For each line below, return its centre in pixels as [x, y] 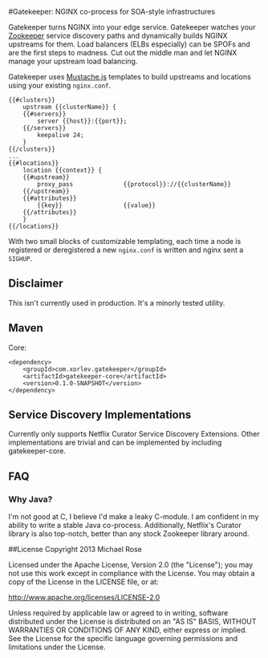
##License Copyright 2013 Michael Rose [75, 550]
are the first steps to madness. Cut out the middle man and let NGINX [123, 53]
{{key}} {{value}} [97, 205]
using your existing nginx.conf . [60, 85]
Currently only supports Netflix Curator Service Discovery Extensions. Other [134, 434]
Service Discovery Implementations [100, 415]
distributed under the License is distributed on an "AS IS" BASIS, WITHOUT [132, 622]
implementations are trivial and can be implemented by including [115, 443]
